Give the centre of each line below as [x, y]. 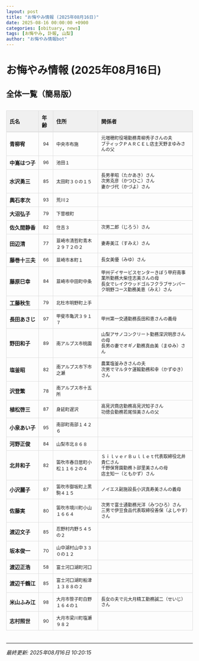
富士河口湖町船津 [74, 581]
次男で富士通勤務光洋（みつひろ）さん [141, 504]
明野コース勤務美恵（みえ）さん [139, 290]
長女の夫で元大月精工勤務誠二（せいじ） [143, 599]
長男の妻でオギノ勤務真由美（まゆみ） [141, 346]
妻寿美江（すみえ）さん [126, 243]
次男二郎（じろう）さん [126, 227]
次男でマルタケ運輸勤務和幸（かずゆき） [143, 370]
